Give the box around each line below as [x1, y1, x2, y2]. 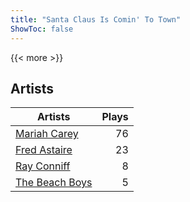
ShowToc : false [10, 24, 74, 34]
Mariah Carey [15, 127, 79, 141]
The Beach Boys [15, 176, 93, 190]
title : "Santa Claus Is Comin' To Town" [10, 14, 182, 25]
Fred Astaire [15, 143, 73, 157]
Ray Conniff [15, 159, 71, 173]
